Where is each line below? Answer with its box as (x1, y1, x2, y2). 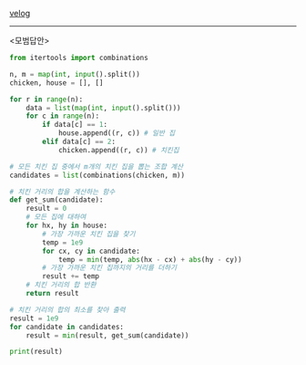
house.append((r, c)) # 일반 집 (57, 129, 176, 138)
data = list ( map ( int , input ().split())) (25, 103, 181, 112)
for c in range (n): (25, 111, 100, 121)
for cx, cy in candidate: (42, 246, 141, 255)
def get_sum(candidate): (9, 195, 104, 204)
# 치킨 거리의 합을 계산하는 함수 (9, 187, 116, 196)
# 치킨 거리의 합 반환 (25, 280, 97, 290)
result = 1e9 (9, 314, 59, 323)
